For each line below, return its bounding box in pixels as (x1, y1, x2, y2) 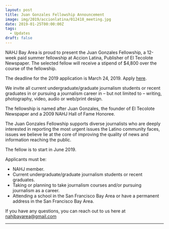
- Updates (10, 31, 30, 36)
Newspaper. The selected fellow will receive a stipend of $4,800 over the (5, 60, 157, 66)
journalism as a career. (12, 187, 60, 193)
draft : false (5, 36, 33, 41)
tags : (5, 26, 17, 31)
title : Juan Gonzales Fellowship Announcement (5, 12, 105, 17)
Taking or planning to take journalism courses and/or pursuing (12, 182, 142, 188)
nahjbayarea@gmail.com (5, 213, 57, 219)
